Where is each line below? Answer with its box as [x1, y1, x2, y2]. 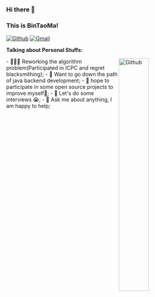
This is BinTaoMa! [6, 21, 58, 29]
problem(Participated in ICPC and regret [6, 64, 105, 72]
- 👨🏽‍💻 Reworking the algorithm [6, 58, 82, 65]
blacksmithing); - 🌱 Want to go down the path [6, 71, 118, 78]
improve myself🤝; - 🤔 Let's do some [6, 89, 94, 97]
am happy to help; [6, 103, 51, 110]
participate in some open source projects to [6, 83, 113, 91]
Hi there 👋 [6, 5, 36, 14]
